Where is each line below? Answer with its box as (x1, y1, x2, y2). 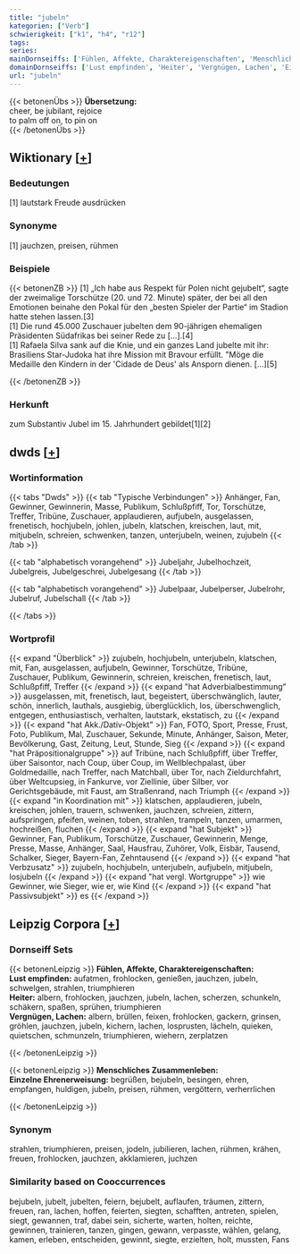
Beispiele (9, 262, 51, 275)
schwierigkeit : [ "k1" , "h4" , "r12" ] (9, 30, 146, 38)
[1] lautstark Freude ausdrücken (9, 198, 127, 208)
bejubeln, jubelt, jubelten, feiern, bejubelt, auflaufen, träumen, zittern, (9, 1196, 265, 1207)
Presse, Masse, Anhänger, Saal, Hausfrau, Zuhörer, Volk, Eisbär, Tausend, (9, 843, 280, 854)
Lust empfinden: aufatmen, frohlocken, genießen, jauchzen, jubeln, (9, 973, 259, 984)
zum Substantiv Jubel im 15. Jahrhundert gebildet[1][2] (9, 419, 212, 429)
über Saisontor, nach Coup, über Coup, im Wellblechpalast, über (9, 758, 246, 768)
